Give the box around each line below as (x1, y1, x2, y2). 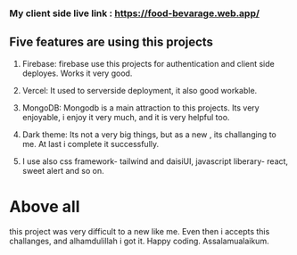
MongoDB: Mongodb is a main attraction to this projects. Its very (21, 102, 260, 113)
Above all (9, 196, 80, 217)
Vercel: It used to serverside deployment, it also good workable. (21, 85, 258, 95)
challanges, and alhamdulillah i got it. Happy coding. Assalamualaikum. (9, 235, 269, 246)
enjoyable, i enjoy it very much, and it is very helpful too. (21, 111, 230, 122)
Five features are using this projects (9, 35, 214, 50)
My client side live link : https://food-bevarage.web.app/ (9, 7, 260, 20)
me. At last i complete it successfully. (21, 138, 160, 149)
